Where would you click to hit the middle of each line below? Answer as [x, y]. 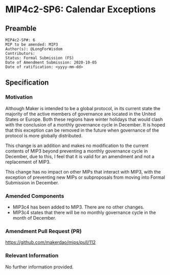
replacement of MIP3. [28, 162]
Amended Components [35, 196]
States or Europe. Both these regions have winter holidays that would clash [84, 119]
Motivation [19, 97]
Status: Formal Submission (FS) [40, 58]
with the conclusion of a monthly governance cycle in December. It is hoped [85, 124]
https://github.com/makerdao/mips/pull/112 [51, 242]
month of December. [34, 218]
